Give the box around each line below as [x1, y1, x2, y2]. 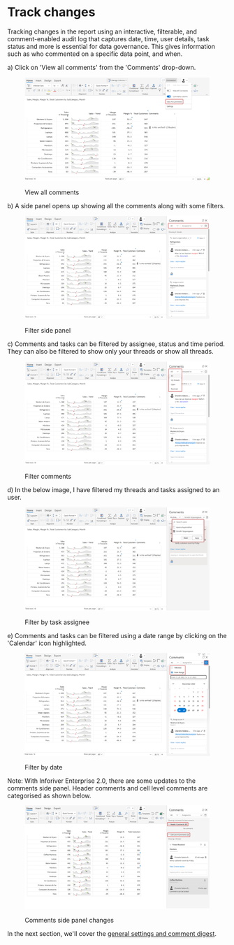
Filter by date [24, 763, 63, 772]
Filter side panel [24, 326, 71, 335]
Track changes [7, 4, 96, 20]
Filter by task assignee [24, 618, 89, 626]
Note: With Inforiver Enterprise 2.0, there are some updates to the [7, 777, 196, 785]
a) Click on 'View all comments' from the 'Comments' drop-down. [7, 63, 196, 71]
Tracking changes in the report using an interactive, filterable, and [7, 27, 198, 36]
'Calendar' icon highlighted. [7, 639, 87, 647]
